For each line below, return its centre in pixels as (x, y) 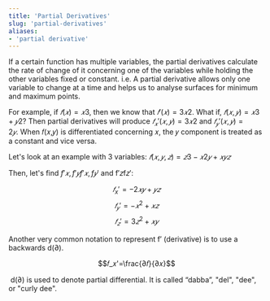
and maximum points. (45, 96)
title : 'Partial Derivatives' (60, 16)
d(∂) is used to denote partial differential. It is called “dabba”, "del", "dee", (133, 279)
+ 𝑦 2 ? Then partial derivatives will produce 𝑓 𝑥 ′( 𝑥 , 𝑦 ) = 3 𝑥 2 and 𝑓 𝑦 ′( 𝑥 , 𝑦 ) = (126, 122)
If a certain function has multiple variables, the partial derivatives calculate (133, 62)
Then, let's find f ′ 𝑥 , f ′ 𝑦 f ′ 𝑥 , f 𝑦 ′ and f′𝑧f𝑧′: (71, 173)
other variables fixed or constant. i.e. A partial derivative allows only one (129, 79)
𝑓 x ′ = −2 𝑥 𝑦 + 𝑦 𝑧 (137, 190)
